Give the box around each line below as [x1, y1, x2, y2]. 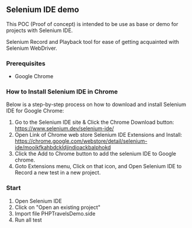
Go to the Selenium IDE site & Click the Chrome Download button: [14, 118, 174, 126]
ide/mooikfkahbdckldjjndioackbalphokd [14, 144, 111, 151]
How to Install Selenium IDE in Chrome [6, 88, 118, 96]
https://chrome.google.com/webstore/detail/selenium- [14, 137, 148, 144]
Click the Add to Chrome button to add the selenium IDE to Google [14, 150, 176, 158]
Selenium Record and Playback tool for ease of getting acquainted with [6, 38, 179, 45]
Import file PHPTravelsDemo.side [14, 210, 96, 217]
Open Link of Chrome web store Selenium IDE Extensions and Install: [14, 131, 183, 139]
